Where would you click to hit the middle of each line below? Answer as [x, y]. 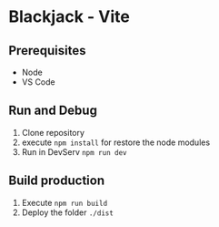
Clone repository [53, 132]
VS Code [38, 82]
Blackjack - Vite [70, 17]
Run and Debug [53, 111]
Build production [57, 181]
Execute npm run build [65, 202]
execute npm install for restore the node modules [116, 142]
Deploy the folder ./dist [68, 212]
